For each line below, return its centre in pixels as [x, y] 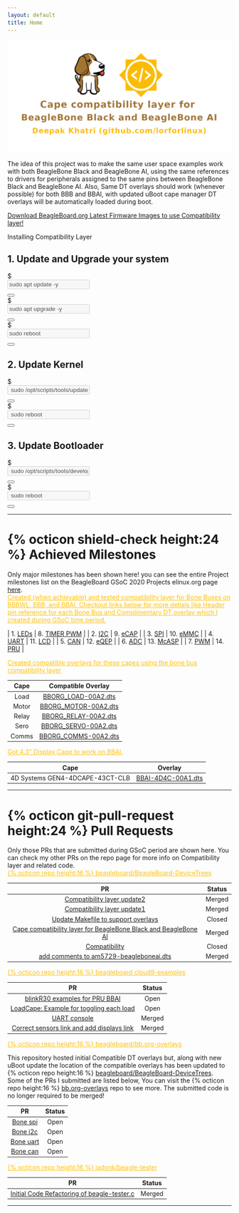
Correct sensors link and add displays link [73, 1028]
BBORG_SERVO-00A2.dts [79, 726]
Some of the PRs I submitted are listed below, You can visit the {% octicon [116, 1080]
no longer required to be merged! [56, 1095]
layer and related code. [41, 865]
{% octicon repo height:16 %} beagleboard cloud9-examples [97, 972]
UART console [73, 1018]
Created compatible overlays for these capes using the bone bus [102, 662]
